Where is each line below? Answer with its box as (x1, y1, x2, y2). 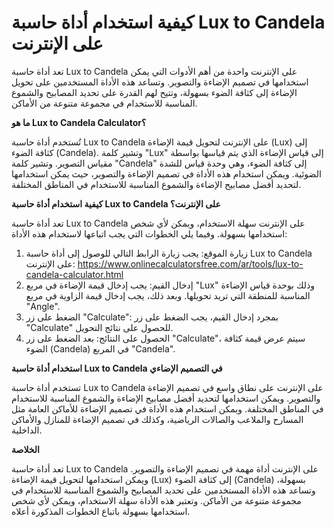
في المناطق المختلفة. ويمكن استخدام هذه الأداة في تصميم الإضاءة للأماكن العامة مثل (11, 402, 324, 415)
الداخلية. (11, 424, 43, 436)
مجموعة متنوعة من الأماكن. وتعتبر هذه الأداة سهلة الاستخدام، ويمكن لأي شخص (11, 494, 302, 506)
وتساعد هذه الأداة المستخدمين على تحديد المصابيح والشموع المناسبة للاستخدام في (11, 484, 316, 496)
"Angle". (25, 300, 61, 312)
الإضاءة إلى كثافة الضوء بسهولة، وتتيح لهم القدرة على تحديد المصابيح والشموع (11, 86, 298, 98)
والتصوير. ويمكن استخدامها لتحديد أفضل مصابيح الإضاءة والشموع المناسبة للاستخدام (11, 392, 321, 404)
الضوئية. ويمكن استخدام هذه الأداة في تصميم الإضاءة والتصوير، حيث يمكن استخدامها (11, 167, 322, 180)
